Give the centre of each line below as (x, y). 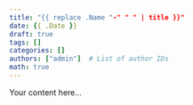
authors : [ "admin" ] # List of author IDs (89, 59)
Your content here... (46, 92)
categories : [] (37, 51)
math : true (29, 68)
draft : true (31, 34)
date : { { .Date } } (43, 26)
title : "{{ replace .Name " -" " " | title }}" (97, 17)
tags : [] (25, 42)
